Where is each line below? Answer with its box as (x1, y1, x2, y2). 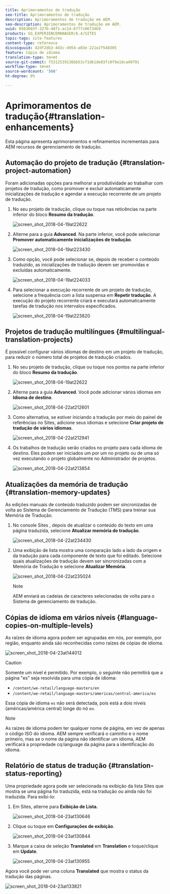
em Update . (12, 848, 38, 854)
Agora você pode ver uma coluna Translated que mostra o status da (5, 868, 149, 874)
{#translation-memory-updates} (5, 488, 111, 497)
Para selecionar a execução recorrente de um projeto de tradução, (12, 287, 152, 293)
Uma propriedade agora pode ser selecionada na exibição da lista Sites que (5, 783, 164, 789)
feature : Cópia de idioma (5, 50, 60, 55)
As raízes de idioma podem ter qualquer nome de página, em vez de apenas (5, 725, 165, 731)
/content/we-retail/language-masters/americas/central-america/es (12, 691, 156, 696)
